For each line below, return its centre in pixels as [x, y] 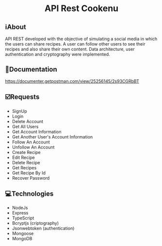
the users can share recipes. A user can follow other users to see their [75, 44]
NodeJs [20, 208]
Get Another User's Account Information [52, 137]
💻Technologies [29, 194]
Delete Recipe [26, 162]
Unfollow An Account [33, 147]
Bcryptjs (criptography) [35, 223]
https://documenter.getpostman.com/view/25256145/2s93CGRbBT [72, 81]
